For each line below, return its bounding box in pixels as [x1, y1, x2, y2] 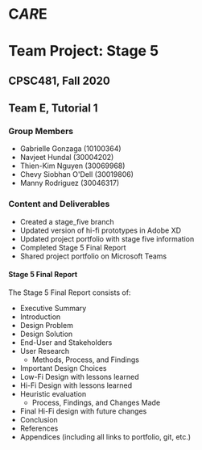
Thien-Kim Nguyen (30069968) [19, 161, 126, 170]
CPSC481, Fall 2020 [8, 74, 110, 87]
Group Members [8, 126, 74, 137]
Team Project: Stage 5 [8, 42, 159, 61]
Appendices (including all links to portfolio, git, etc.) [19, 431, 192, 441]
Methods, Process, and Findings [31, 355, 139, 364]
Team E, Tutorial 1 [8, 102, 98, 116]
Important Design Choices [19, 363, 107, 372]
